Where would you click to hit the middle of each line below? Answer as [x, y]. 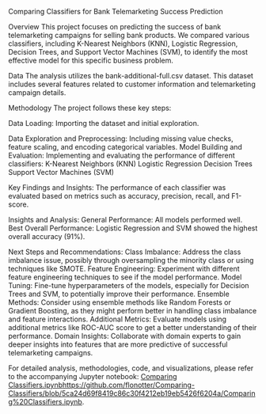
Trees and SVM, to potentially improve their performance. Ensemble [119, 294]
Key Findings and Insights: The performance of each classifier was [117, 188]
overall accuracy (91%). [47, 236]
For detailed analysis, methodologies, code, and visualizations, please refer [131, 368]
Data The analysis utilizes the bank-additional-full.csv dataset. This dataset [131, 76]
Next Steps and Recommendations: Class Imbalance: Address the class [125, 252]
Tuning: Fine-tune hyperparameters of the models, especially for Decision [129, 285]
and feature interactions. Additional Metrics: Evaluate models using [118, 319]
